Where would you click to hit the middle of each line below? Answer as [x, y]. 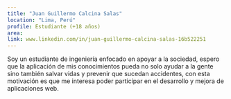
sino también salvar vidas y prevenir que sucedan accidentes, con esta [109, 74]
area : [15, 33]
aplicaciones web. [33, 89]
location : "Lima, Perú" [42, 20]
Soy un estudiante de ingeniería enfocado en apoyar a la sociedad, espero [113, 59]
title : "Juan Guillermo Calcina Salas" [65, 13]
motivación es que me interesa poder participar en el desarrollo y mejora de [115, 81]
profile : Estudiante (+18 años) [54, 26]
